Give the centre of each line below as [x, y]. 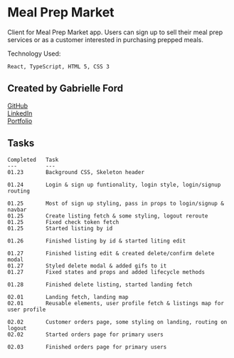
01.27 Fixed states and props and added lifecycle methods [106, 272]
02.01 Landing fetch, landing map [68, 297]
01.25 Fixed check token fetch [63, 222]
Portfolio [20, 121]
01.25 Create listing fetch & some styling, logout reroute [108, 216]
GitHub [18, 106]
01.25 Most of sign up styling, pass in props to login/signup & [116, 203]
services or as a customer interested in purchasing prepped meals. [106, 39]
